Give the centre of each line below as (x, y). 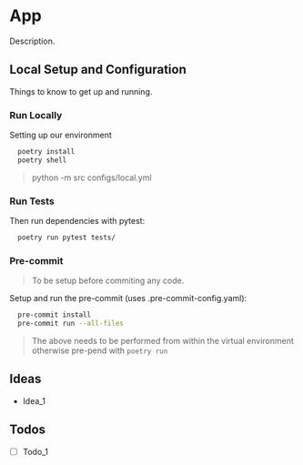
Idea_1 (34, 400)
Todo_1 (35, 451)
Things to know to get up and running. (81, 91)
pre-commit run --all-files (71, 324)
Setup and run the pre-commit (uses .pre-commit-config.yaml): (128, 298)
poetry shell (42, 160)
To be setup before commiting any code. (108, 281)
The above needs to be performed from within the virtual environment (162, 341)
